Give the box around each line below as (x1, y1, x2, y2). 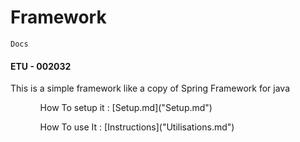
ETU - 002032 (10, 60, 72, 72)
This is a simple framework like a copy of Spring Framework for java (10, 82, 291, 95)
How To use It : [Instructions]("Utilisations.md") (39, 121, 235, 133)
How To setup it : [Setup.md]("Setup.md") (39, 102, 213, 114)
